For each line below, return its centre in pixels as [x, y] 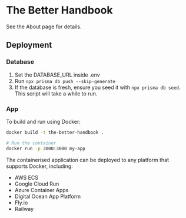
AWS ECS [26, 177]
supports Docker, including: [40, 166]
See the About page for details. [44, 27]
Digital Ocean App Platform [48, 196]
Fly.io [21, 202]
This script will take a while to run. [56, 93]
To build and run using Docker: [44, 121]
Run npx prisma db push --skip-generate [65, 81]
